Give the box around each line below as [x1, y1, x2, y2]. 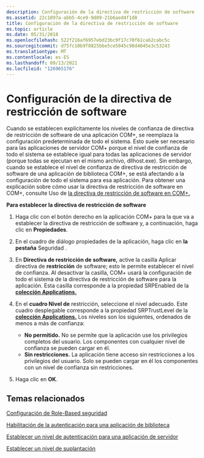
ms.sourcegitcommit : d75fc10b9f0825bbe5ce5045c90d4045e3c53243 [6, 43, 171, 49]
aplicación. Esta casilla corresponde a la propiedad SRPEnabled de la [15, 282, 189, 289]
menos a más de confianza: [15, 320, 85, 327]
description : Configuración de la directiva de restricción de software [6, 9, 195, 15]
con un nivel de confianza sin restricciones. [24, 364, 134, 372]
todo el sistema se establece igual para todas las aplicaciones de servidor [6, 150, 192, 158]
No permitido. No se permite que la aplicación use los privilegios [24, 331, 188, 339]
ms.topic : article [6, 26, 53, 32]
